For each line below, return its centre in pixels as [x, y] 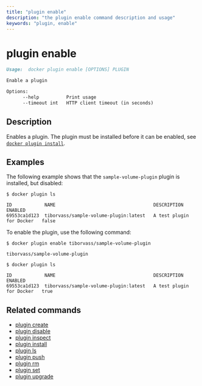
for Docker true [30, 292]
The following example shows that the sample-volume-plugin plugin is [93, 177]
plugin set [28, 370]
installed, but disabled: [35, 183]
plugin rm [27, 363]
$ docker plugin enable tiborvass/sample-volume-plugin [78, 244]
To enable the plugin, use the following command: [69, 233]
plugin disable [33, 331]
